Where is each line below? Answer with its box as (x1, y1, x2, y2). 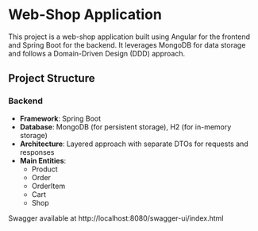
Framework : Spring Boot (19, 114, 102, 123)
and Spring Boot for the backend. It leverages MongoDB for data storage (8, 40, 246, 49)
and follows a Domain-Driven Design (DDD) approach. (8, 48, 185, 58)
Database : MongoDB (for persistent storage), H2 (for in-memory (19, 121, 232, 132)
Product (31, 164, 58, 174)
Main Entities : (19, 156, 67, 165)
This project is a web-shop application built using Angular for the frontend (8, 32, 251, 41)
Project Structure (8, 71, 95, 85)
